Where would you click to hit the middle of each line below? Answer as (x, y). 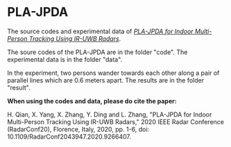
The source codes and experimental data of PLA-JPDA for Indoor (100, 31)
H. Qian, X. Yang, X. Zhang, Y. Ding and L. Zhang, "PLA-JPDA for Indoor (110, 114)
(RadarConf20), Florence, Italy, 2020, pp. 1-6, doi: (78, 129)
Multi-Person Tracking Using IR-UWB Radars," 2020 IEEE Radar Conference (115, 121)
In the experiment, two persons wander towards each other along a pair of (113, 73)
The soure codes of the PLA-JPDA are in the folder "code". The (97, 52)
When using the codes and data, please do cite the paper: (92, 101)
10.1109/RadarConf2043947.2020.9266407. (69, 137)
